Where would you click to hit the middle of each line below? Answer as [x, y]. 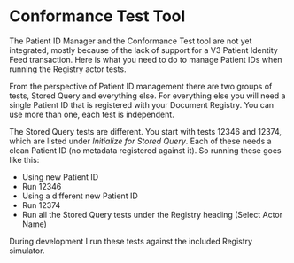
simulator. [27, 251]
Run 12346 [42, 186]
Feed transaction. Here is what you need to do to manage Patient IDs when [146, 59]
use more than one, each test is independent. [92, 114]
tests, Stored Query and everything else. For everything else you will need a [147, 96]
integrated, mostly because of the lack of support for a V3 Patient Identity [144, 50]
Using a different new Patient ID [80, 196]
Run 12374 [41, 205]
